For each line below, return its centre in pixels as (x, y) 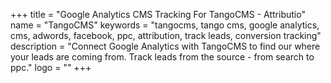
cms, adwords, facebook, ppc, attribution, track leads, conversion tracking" (166, 35)
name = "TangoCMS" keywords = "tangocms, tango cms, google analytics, (165, 25)
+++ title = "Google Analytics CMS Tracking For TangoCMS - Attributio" (158, 14)
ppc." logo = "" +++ (51, 67)
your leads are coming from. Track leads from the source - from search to (162, 57)
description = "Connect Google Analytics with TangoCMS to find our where (165, 46)
